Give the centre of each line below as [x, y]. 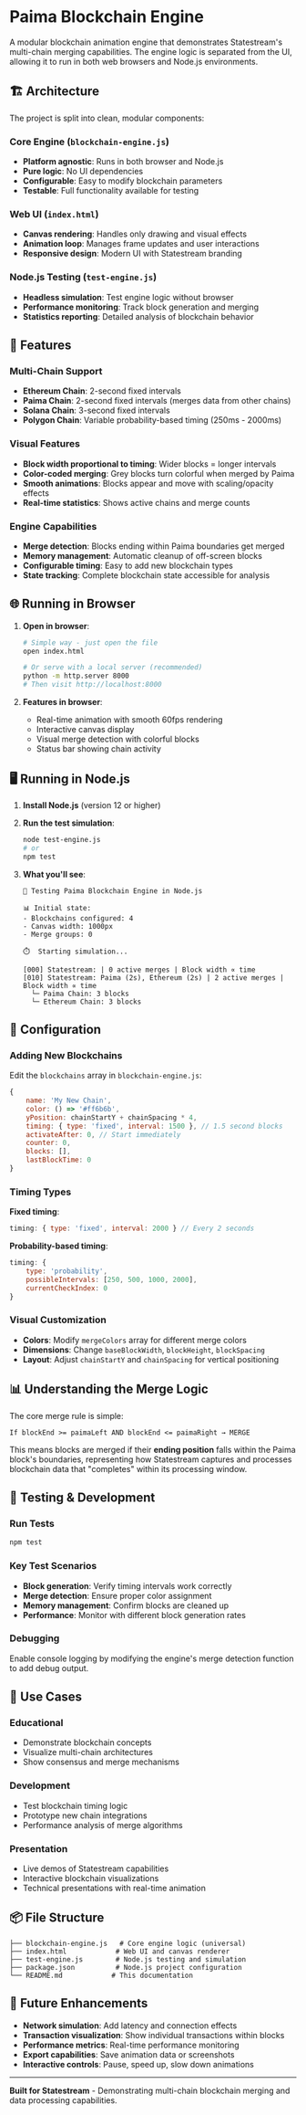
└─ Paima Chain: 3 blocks [80, 994]
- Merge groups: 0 [57, 934]
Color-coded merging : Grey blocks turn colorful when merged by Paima [158, 473]
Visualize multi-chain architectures [87, 1752]
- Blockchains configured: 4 [78, 918]
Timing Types [41, 1192]
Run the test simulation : [69, 823]
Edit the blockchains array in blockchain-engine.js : [106, 1076]
